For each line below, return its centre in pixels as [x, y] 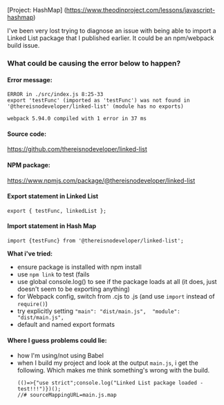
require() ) [32, 303]
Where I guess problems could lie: [57, 340]
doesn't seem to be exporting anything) [73, 289]
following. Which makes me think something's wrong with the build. [113, 370]
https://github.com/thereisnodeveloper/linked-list [77, 149]
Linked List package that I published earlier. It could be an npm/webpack [111, 38]
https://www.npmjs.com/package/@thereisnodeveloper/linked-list [101, 180]
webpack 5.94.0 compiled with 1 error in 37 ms [77, 119]
